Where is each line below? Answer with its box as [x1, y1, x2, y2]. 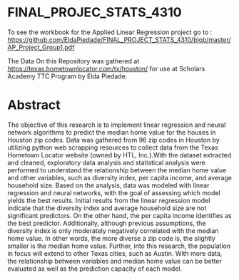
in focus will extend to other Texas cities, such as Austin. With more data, [7, 249, 223, 257]
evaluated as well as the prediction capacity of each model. [7, 264, 183, 273]
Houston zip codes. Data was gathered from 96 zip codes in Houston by [7, 135, 220, 144]
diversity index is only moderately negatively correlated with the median [7, 226, 219, 235]
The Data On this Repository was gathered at [7, 56, 140, 65]
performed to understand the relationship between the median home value [7, 165, 227, 175]
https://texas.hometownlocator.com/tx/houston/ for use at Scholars [7, 64, 205, 73]
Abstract [7, 97, 61, 113]
